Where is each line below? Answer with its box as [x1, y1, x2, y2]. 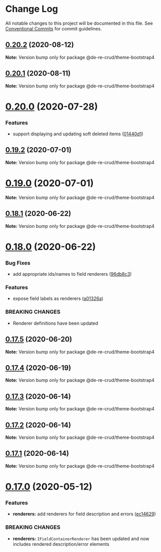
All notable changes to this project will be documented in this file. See [5, 20, 153, 26]
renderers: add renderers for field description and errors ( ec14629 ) [12, 511, 156, 517]
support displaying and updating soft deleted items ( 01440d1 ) [12, 131, 144, 137]
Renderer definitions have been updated [12, 320, 99, 326]
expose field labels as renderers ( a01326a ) [12, 295, 104, 301]
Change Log [5, 3, 58, 15]
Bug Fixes [5, 259, 31, 266]
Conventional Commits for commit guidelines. [5, 25, 102, 31]
